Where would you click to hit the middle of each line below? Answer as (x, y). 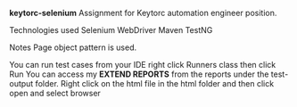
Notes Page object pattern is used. (73, 47)
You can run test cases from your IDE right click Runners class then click (143, 65)
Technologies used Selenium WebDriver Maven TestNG (111, 30)
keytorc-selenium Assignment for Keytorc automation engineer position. (143, 13)
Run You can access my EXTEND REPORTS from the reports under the (139, 74)
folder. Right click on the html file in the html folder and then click (155, 83)
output (21, 83)
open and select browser (55, 93)
